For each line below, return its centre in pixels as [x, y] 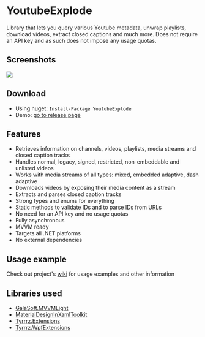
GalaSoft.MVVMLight [42, 308]
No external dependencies [49, 240]
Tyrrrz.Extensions [37, 321]
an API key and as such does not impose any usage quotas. [82, 40]
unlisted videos [34, 168]
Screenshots [31, 60]
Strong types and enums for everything [65, 201]
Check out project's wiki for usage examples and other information [91, 274]
